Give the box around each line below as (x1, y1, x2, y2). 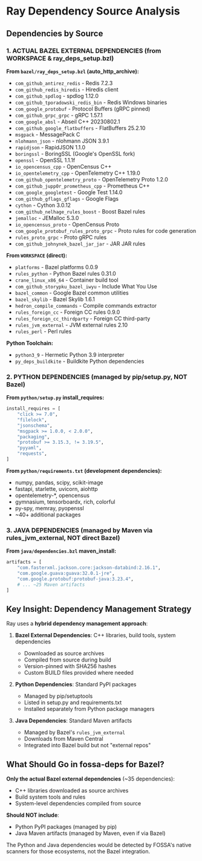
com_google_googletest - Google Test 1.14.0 (15, 189, 123, 196)
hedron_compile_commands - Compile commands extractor (15, 302, 157, 309)
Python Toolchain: (6, 339, 53, 346)
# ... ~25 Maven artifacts (17, 582, 85, 588)
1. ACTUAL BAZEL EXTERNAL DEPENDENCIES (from (6, 47, 161, 55)
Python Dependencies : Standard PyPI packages (15, 681, 137, 688)
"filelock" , (17, 417, 47, 423)
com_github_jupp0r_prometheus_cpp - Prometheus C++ (15, 182, 150, 189)
